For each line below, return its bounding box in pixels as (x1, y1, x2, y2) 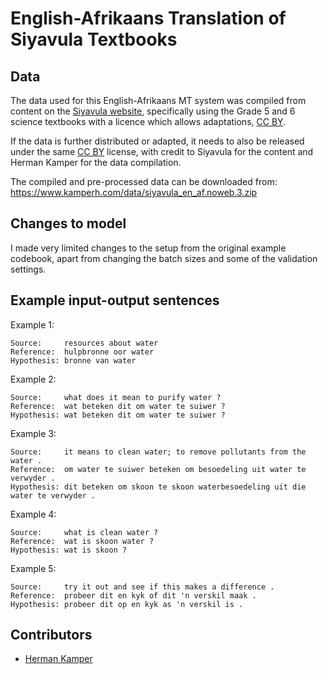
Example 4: (10, 508, 57, 520)
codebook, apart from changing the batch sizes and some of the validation (10, 252, 318, 264)
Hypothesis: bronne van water (10, 355, 137, 366)
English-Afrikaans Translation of (10, 7, 287, 30)
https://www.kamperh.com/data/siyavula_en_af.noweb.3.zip (10, 187, 258, 198)
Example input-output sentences (10, 292, 220, 309)
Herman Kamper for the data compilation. (10, 157, 182, 168)
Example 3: (10, 427, 57, 439)
